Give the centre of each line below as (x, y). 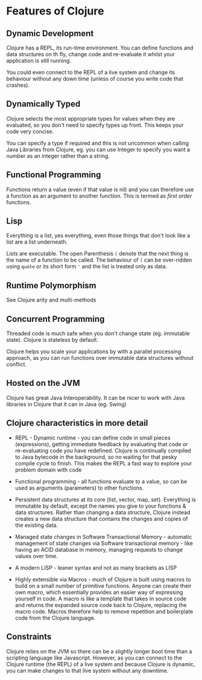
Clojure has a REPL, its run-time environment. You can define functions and (100, 48)
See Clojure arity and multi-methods (51, 300)
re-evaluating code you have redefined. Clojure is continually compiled (103, 450)
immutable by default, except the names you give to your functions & (100, 506)
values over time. (36, 556)
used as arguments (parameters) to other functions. (79, 488)
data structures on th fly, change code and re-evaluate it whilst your (90, 54)
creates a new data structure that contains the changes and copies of (101, 518)
